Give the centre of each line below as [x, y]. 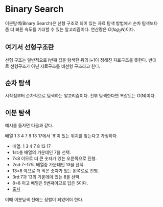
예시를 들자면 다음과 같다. [29, 126]
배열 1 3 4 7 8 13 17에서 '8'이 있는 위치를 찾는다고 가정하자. [62, 136]
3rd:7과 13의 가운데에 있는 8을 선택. [46, 177]
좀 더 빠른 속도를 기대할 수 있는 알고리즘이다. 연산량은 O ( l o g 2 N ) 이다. [70, 30]
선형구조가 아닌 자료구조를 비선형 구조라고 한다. [55, 66]
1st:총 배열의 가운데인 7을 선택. [41, 153]
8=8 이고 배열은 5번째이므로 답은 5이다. [50, 183]
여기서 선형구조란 [30, 47]
